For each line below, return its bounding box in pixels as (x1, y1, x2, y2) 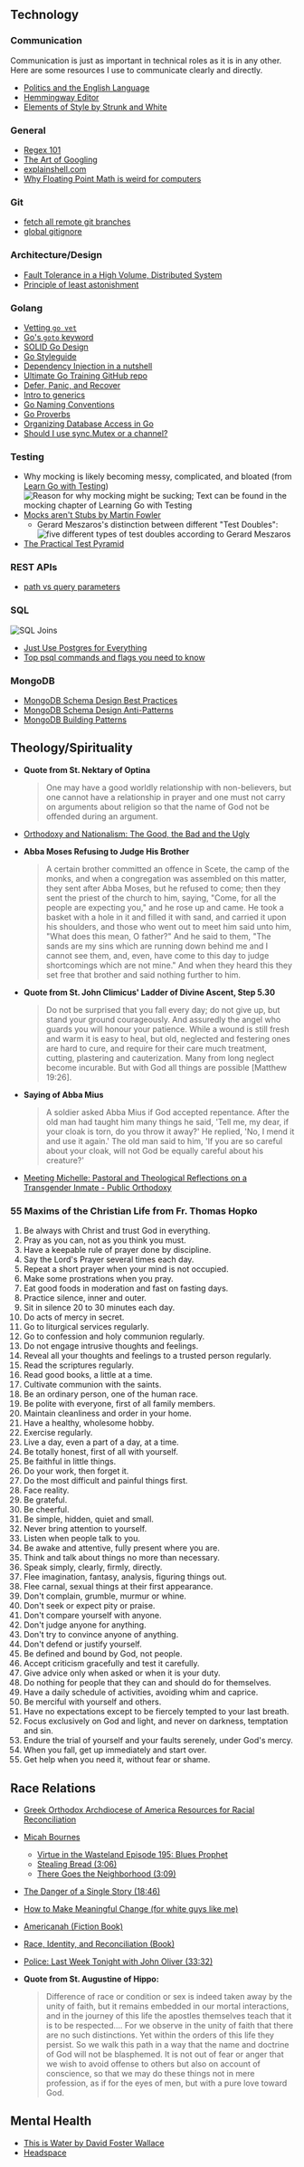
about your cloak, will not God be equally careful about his (45, 1145, 264, 1156)
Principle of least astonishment (23, 279, 139, 290)
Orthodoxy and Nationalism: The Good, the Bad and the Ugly (23, 828, 250, 839)
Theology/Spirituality (10, 740, 134, 756)
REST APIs (10, 561, 58, 574)
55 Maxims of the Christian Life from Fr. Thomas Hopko (10, 1204, 258, 1217)
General (10, 124, 46, 137)
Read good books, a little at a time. (23, 1370, 153, 1380)
